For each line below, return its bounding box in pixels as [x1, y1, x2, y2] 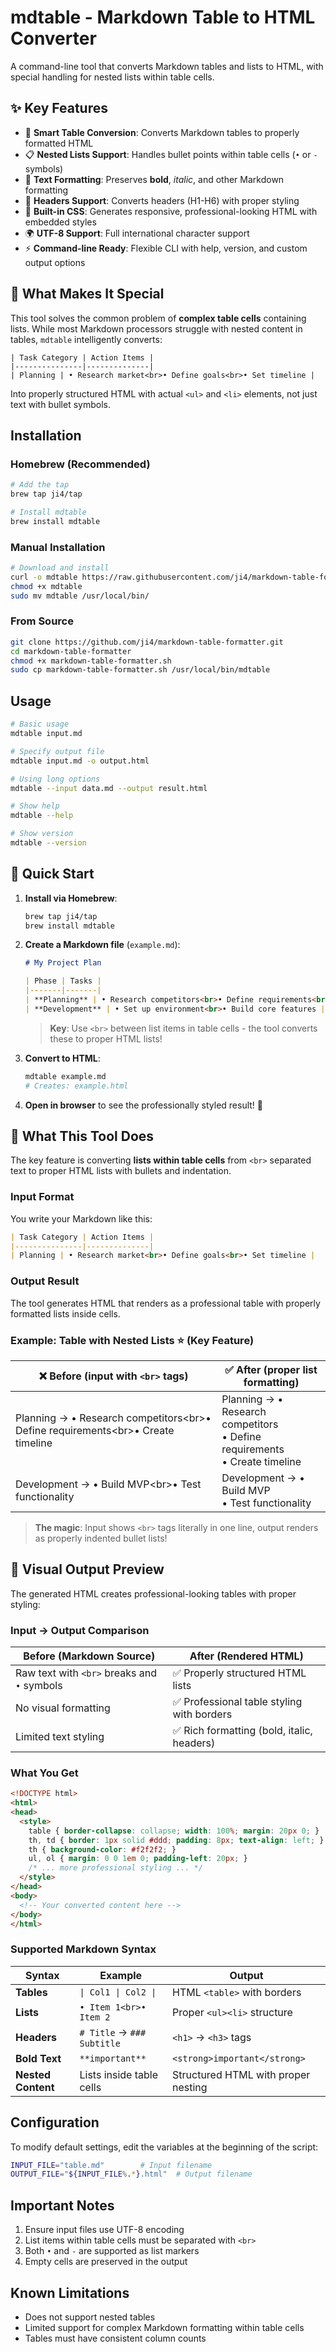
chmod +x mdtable [10, 581, 83, 591]
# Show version [10, 829, 74, 839]
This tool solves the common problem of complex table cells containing [10, 312, 307, 324]
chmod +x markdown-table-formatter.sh [10, 656, 172, 666]
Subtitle [79, 2037, 121, 2049]
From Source [10, 614, 74, 628]
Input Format [10, 1190, 75, 1204]
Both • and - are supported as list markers [24, 2245, 200, 2257]
